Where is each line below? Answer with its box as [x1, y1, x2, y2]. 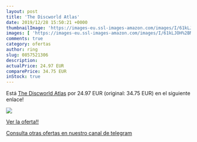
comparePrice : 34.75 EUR [6, 68, 67, 74]
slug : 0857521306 [6, 52, 49, 58]
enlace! [6, 96, 24, 103]
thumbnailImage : [6, 25, 46, 31]
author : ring [6, 47, 38, 53]
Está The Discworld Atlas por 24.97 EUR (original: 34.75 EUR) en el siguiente [6, 90, 191, 97]
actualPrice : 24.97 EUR [6, 63, 64, 69]
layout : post [6, 8, 38, 15]
